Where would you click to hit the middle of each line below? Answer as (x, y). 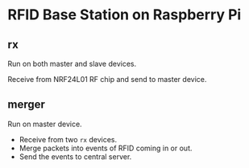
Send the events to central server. (75, 156)
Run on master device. (45, 124)
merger (27, 105)
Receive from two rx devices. (68, 139)
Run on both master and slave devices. (72, 64)
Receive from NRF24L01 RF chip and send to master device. (107, 79)
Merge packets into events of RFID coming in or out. (106, 148)
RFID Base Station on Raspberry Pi (124, 15)
